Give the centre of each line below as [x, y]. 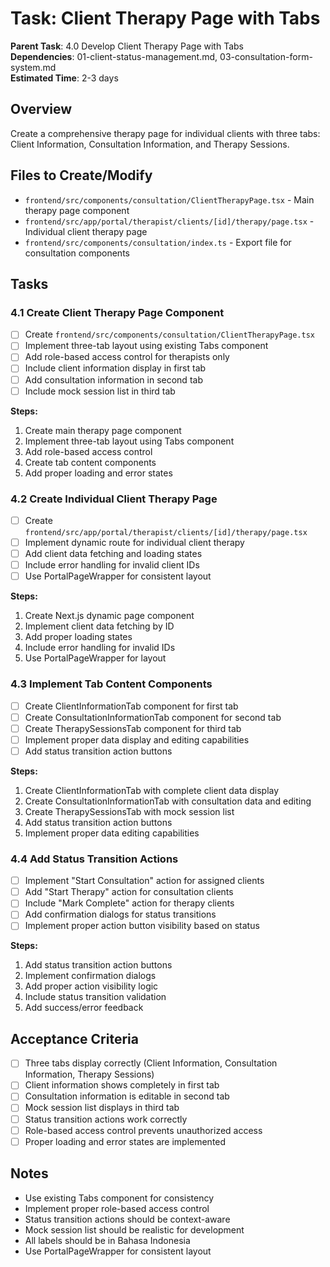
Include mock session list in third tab [100, 391]
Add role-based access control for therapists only [127, 357]
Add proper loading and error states [98, 473]
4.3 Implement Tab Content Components [111, 684]
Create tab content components [90, 462]
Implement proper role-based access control [117, 1208]
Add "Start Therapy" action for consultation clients [129, 892]
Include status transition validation [95, 997]
